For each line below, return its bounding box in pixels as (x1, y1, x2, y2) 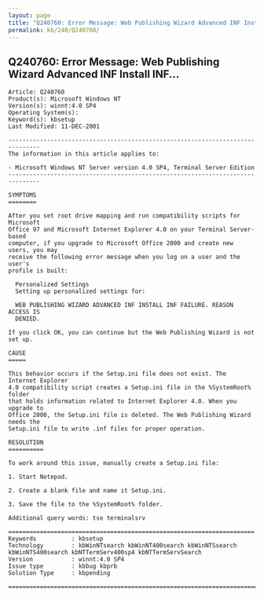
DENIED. (15, 315, 41, 323)
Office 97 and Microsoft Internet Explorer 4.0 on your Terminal (8, 225, 226, 234)
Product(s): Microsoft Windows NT (8, 95, 122, 103)
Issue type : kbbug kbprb (8, 562, 118, 570)
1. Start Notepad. (8, 473, 68, 481)
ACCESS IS (8, 308, 41, 316)
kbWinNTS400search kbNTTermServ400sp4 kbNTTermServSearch (8, 549, 202, 557)
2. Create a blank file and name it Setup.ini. (8, 487, 167, 495)
